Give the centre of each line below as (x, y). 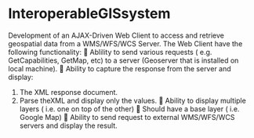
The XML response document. (69, 92)
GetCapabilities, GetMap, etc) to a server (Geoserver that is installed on (123, 60)
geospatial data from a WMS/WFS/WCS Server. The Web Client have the (125, 43)
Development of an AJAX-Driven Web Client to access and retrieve (116, 35)
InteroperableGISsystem (89, 14)
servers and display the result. (68, 125)
